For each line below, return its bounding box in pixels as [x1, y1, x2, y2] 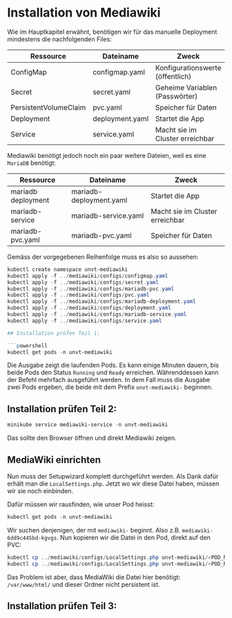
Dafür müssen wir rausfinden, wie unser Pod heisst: [7, 500, 155, 508]
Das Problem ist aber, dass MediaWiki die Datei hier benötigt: [7, 572, 181, 581]
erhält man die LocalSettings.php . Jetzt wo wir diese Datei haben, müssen [7, 479, 220, 488]
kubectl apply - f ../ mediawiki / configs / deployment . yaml [7, 305, 171, 312]
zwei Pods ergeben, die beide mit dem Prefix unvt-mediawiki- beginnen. [7, 383, 213, 391]
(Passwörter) [155, 91, 198, 101]
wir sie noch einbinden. [7, 486, 74, 495]
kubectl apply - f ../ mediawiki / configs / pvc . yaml [7, 292, 150, 299]
